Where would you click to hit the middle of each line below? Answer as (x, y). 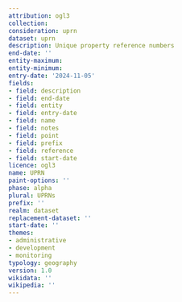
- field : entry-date (43, 114)
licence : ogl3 (32, 166)
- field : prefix (35, 143)
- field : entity (35, 105)
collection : (28, 23)
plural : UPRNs (32, 195)
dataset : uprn (32, 38)
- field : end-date (39, 98)
